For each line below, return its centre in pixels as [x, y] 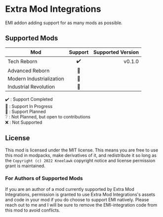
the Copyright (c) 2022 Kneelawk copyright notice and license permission [80, 160]
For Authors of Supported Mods [44, 179]
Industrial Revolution [31, 86]
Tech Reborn [22, 62]
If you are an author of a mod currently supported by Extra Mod [70, 189]
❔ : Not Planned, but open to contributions [48, 116]
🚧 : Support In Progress [29, 106]
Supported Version [116, 52]
